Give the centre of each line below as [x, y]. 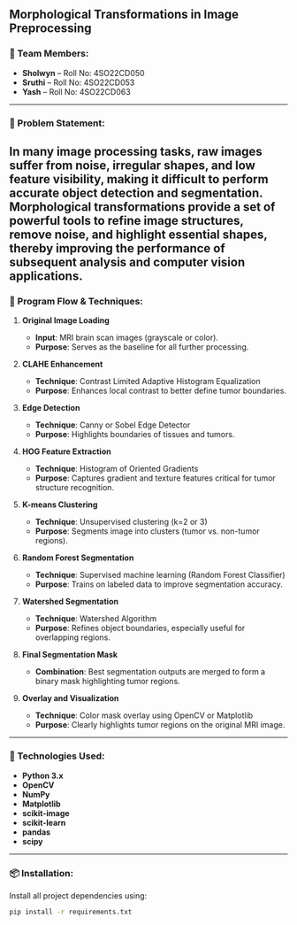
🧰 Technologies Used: [57, 756]
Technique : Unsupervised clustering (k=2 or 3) [121, 522]
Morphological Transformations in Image [124, 15]
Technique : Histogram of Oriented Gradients [117, 469]
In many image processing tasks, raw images [136, 151]
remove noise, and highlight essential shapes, [138, 235]
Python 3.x [42, 775]
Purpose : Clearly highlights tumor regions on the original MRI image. [160, 725]
